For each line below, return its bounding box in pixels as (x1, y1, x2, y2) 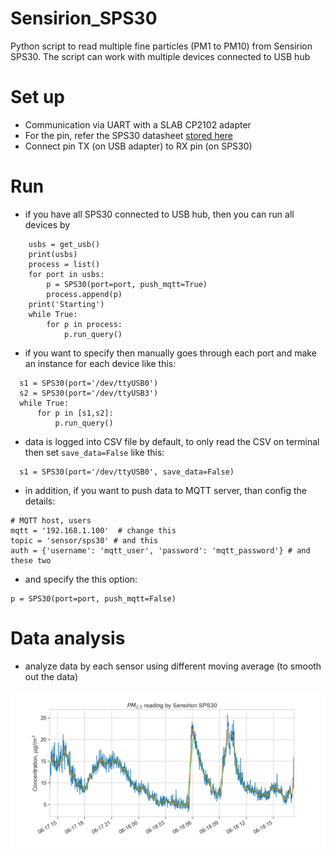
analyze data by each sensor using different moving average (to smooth (24, 660, 322, 672)
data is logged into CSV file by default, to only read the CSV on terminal (24, 435, 320, 447)
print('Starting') (28, 299, 105, 309)
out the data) (24, 670, 78, 682)
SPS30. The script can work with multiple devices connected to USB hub (10, 50, 311, 62)
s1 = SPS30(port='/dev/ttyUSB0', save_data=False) (19, 467, 235, 477)
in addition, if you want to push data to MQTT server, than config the (24, 484, 307, 496)
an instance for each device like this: (24, 357, 177, 369)
